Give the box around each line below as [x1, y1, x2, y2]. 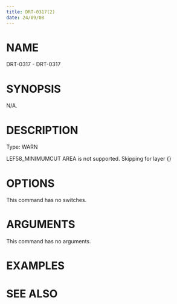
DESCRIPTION [6, 123, 79, 137]
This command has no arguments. [6, 238, 91, 245]
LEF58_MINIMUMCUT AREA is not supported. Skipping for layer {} [6, 155, 172, 163]
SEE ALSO [6, 286, 58, 300]
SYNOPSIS [6, 82, 62, 96]
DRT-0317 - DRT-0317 [6, 61, 61, 68]
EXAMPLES [6, 259, 65, 273]
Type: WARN [6, 143, 38, 150]
